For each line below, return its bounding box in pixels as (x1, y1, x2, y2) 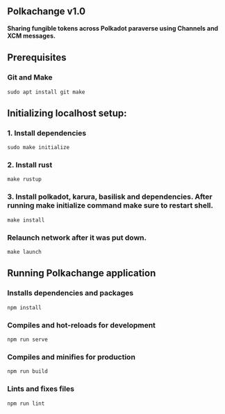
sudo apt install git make (7, 89, 85, 95)
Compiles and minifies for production (7, 352, 135, 362)
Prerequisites (7, 52, 67, 63)
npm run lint (7, 400, 45, 407)
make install (7, 216, 45, 224)
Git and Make (7, 72, 53, 82)
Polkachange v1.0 (7, 6, 86, 17)
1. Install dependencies (7, 128, 87, 138)
